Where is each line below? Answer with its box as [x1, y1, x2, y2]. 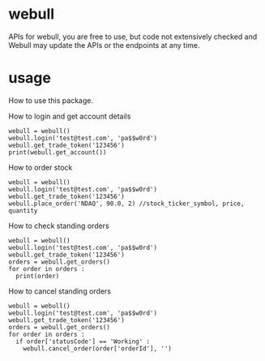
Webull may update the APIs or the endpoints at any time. [8, 40, 200, 49]
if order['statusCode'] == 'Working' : [15, 337, 151, 346]
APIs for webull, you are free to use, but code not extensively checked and [8, 32, 258, 41]
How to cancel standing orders [8, 286, 112, 296]
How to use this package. [8, 95, 93, 105]
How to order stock [8, 162, 73, 172]
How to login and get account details [8, 111, 131, 121]
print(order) [15, 272, 60, 280]
